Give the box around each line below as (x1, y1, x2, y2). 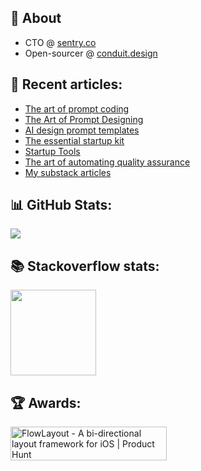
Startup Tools (24, 145, 81, 157)
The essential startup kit (24, 134, 125, 146)
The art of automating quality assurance (24, 156, 191, 168)
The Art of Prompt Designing (24, 113, 144, 125)
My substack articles (24, 166, 112, 178)
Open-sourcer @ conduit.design (24, 47, 158, 59)
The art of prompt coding (24, 102, 130, 115)
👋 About (10, 10, 62, 27)
